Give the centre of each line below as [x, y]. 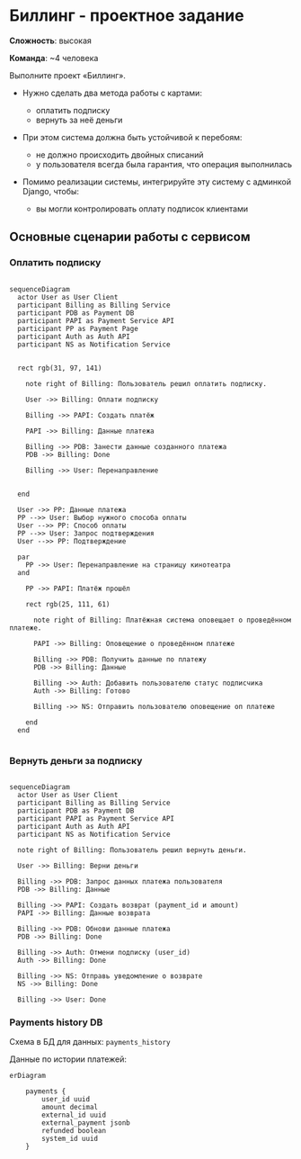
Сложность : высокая [51, 40]
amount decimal [70, 1108]
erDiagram [28, 1076]
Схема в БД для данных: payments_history [90, 1042]
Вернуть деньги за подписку [76, 760]
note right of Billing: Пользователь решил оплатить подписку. [146, 383]
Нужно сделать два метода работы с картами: [112, 93]
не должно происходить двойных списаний [120, 155]
